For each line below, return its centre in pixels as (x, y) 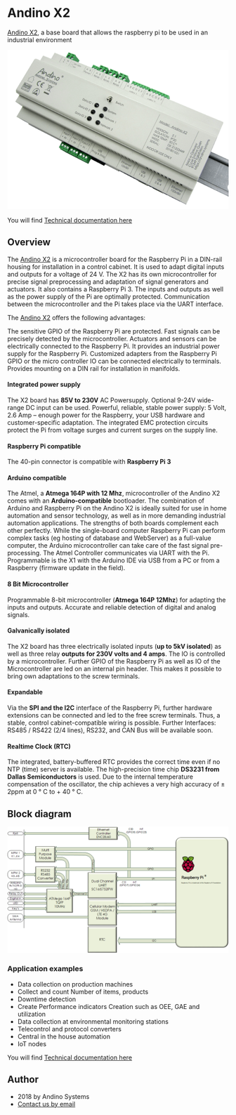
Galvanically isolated (39, 631)
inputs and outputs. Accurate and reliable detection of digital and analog (112, 607)
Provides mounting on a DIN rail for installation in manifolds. (94, 368)
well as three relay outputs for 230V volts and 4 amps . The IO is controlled (117, 654)
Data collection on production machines (75, 984)
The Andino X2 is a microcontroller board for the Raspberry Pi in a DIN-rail (115, 259)
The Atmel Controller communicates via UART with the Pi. (126, 553)
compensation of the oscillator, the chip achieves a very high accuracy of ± (116, 784)
